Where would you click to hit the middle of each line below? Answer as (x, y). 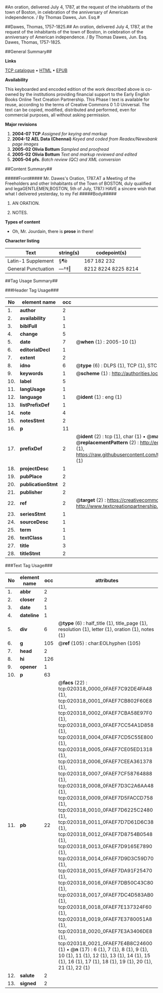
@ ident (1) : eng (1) (99, 397)
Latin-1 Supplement (31, 261)
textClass (31, 538)
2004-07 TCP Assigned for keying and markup (60, 134)
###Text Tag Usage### (29, 565)
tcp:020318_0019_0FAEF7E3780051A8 (105, 919)
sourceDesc (34, 522)
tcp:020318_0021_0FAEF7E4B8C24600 (105, 943)
